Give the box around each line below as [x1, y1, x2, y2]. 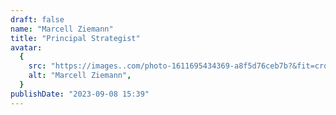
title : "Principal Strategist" [10, 33, 141, 43]
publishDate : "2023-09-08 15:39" [10, 89, 150, 99]
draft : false [10, 14, 65, 25]
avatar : [10, 42, 43, 53]
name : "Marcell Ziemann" [10, 24, 114, 34]
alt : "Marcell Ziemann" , [28, 71, 132, 81]
